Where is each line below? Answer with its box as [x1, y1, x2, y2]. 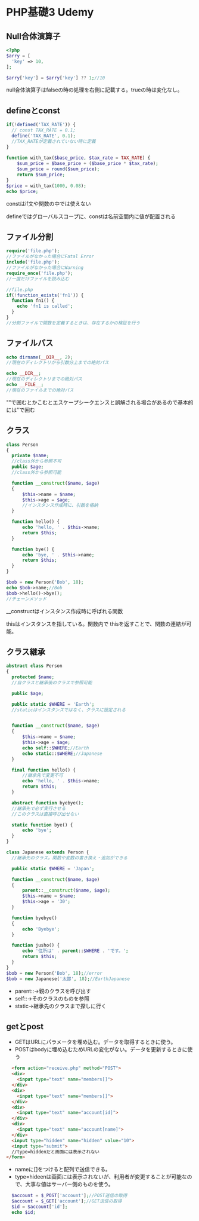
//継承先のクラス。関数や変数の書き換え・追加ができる [11, 855, 128, 861]
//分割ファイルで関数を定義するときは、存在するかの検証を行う [6, 320, 141, 326]
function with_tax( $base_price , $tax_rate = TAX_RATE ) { [6, 155, 151, 161]
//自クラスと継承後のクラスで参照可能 [11, 680, 92, 686]
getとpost [6, 1021, 44, 1032]
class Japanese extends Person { [6, 849, 89, 855]
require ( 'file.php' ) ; [6, 248, 60, 254]
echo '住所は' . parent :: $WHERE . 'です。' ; [21, 948, 129, 954]
